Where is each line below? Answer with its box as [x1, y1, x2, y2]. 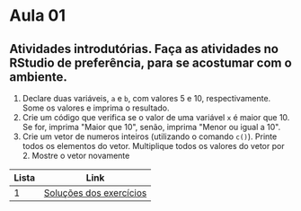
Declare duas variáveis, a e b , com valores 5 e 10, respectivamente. [22, 93, 271, 103]
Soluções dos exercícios [43, 187, 147, 198]
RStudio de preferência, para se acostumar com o [9, 55, 292, 70]
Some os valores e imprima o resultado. [22, 102, 170, 113]
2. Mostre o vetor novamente [22, 150, 130, 161]
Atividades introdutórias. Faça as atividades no [9, 41, 279, 57]
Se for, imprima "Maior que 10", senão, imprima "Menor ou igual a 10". [22, 122, 281, 132]
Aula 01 [9, 5, 66, 26]
